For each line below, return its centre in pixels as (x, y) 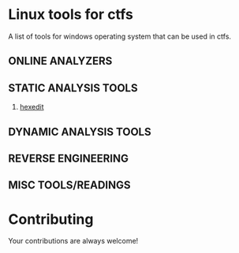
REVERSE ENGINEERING (68, 158)
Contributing (51, 219)
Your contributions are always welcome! (73, 241)
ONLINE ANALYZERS (60, 61)
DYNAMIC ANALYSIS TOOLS (80, 132)
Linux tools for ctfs (71, 15)
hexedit (32, 107)
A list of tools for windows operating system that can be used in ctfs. (119, 36)
